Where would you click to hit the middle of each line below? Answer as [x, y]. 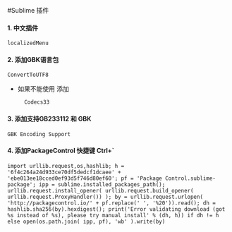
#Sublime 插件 [28, 10]
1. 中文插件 [23, 28]
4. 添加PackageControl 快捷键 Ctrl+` [61, 151]
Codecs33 [37, 102]
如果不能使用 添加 [43, 89]
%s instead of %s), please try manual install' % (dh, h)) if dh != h [113, 215]
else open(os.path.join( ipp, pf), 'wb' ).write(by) [86, 221]
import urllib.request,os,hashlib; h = [66, 166]
